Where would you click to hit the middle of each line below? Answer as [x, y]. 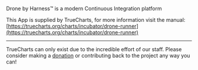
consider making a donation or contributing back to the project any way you [98, 56]
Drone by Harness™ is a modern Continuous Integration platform [84, 9]
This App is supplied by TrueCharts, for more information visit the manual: [96, 20]
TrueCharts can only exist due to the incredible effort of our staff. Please [94, 49]
